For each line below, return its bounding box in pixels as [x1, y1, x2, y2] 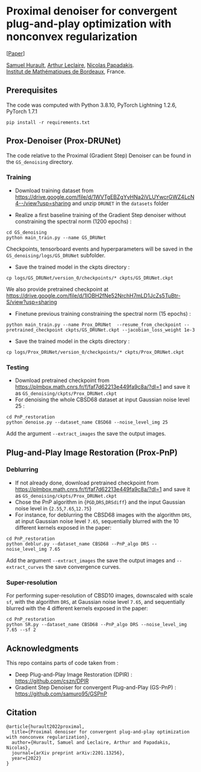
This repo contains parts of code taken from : [6, 659, 119, 667]
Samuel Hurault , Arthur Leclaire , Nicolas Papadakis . [6, 61, 134, 69]
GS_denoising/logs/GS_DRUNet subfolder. [6, 251, 106, 259]
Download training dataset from [14, 187, 94, 194]
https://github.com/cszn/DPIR [14, 677, 89, 685]
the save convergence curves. [45, 563, 121, 570]
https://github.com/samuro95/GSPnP [14, 690, 107, 697]
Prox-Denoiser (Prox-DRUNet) [6, 136, 122, 146]
